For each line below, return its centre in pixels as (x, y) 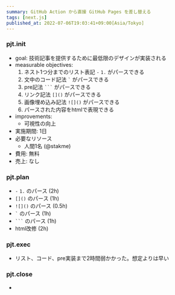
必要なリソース (33, 138)
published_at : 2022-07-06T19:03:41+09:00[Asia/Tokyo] (75, 23)
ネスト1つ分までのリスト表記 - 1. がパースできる (84, 72)
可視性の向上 (40, 123)
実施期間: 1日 (31, 131)
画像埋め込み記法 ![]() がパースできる (72, 102)
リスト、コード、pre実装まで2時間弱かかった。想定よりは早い (92, 258)
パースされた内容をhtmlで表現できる (69, 110)
